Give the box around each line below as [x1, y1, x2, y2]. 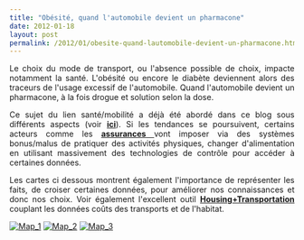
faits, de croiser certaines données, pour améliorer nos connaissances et [9, 184, 295, 195]
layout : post [9, 30, 59, 39]
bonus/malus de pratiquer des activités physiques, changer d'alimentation [9, 138, 295, 149]
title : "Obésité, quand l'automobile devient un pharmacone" [9, 13, 245, 23]
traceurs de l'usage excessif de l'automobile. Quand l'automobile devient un [9, 82, 295, 93]
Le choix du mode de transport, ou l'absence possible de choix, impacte [9, 63, 295, 74]
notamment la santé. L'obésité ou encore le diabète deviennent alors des [9, 73, 295, 84]
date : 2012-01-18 [9, 22, 75, 31]
